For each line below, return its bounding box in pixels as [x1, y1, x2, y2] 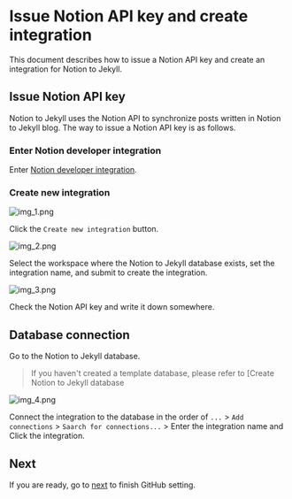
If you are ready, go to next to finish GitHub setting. [9, 480, 196, 490]
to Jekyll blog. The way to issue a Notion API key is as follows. [9, 122, 236, 133]
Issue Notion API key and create [9, 6, 249, 27]
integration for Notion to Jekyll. [9, 64, 122, 74]
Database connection [9, 327, 130, 342]
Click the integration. [9, 431, 86, 441]
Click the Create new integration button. [9, 224, 159, 234]
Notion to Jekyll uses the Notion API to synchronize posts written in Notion [9, 112, 281, 123]
